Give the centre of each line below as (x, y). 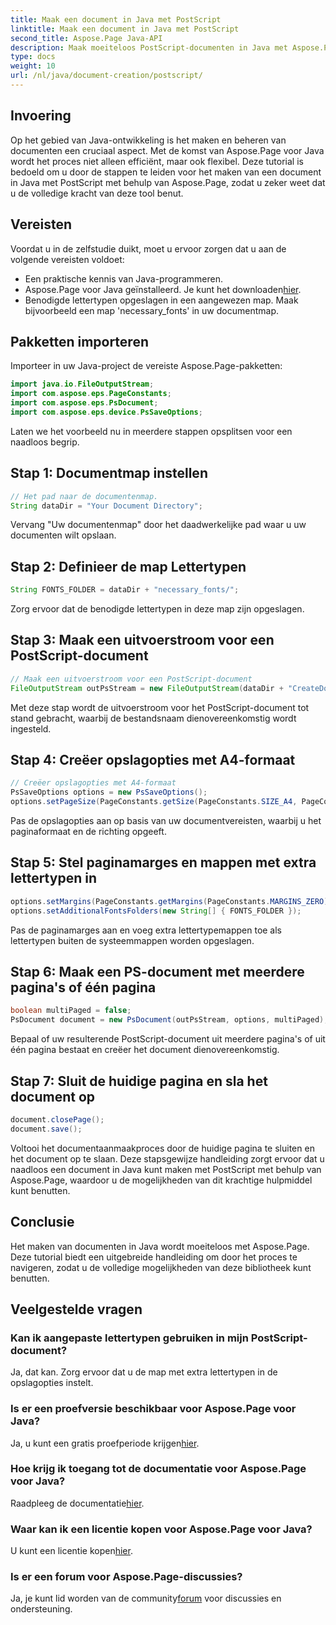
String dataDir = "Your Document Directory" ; (106, 506)
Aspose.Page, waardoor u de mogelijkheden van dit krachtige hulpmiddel (161, 1180)
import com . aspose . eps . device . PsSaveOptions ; (106, 412)
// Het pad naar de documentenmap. (84, 496)
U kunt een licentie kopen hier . (71, 1551)
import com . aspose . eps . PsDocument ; (84, 403)
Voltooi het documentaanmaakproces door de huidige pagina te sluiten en (162, 1148)
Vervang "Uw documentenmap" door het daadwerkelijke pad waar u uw (158, 525)
